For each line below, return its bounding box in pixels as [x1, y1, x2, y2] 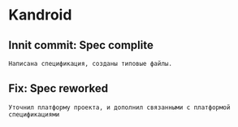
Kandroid [8, 6, 72, 24]
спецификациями [8, 110, 60, 119]
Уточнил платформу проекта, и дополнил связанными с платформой [8, 103, 231, 112]
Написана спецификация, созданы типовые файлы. [8, 59, 173, 68]
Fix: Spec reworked [8, 81, 109, 95]
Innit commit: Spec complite [8, 38, 154, 52]
